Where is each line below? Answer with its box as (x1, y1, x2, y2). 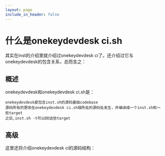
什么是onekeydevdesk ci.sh (5, 35, 122, 46)
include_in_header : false (5, 12, 59, 17)
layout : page (5, 7, 33, 12)
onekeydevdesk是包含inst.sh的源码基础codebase (5, 100, 98, 105)
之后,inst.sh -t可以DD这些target (5, 116, 71, 121)
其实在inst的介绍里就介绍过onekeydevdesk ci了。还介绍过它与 (5, 52, 134, 58)
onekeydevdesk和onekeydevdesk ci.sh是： (5, 89, 95, 95)
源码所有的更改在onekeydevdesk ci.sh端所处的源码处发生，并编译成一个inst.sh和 (5, 105, 157, 110)
